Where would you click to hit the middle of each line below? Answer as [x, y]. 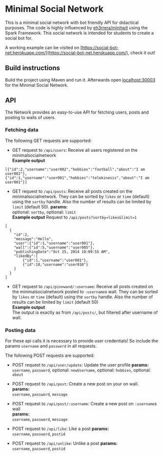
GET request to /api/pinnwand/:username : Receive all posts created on [83, 286]
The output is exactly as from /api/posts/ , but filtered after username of [85, 312]
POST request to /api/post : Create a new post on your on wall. [75, 384]
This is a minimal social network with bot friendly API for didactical [72, 22]
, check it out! [141, 53]
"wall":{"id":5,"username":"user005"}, [54, 248]
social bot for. [19, 38]
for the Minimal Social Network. [37, 85]
